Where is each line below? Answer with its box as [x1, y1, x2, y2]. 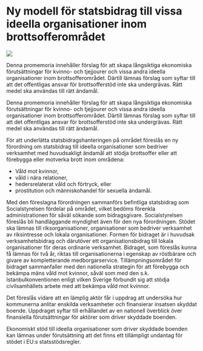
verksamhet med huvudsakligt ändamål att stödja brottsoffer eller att [6, 149, 178, 156]
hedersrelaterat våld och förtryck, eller [15, 180, 111, 187]
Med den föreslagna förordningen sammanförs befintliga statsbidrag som [6, 198, 189, 206]
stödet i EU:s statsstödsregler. [6, 338, 81, 345]
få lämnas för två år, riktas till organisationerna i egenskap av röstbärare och [6, 250, 197, 257]
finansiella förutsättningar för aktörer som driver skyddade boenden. [6, 313, 177, 321]
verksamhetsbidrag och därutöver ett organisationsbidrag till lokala [6, 237, 174, 244]
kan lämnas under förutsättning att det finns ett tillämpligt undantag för [6, 332, 183, 339]
